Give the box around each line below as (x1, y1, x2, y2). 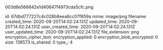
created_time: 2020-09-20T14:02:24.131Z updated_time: (5, 19, 118, 24)
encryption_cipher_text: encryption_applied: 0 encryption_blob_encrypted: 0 (5, 34, 158, 40)
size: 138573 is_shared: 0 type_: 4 (5, 39, 73, 45)
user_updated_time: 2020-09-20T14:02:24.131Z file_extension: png (5, 29, 140, 34)
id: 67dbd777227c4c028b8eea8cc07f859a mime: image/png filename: (5, 14, 147, 19)
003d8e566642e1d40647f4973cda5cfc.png (5, 4, 94, 10)
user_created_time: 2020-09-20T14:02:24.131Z (41, 24, 135, 30)
